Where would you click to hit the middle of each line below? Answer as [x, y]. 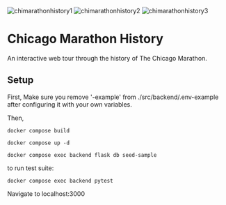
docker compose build [39, 130]
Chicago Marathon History [85, 39]
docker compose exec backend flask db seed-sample [82, 155]
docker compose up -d [39, 143]
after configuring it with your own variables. [70, 104]
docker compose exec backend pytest [60, 181]
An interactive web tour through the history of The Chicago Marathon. [107, 58]
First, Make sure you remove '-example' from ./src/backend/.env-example [113, 97]
